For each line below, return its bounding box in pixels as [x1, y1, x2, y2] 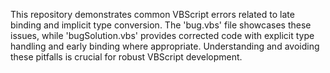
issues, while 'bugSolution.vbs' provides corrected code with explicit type [10, 30, 315, 41]
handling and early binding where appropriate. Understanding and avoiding [10, 40, 320, 52]
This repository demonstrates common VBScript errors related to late [10, 9, 295, 20]
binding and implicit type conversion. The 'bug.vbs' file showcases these [10, 19, 312, 31]
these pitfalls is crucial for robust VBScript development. [10, 51, 243, 63]
